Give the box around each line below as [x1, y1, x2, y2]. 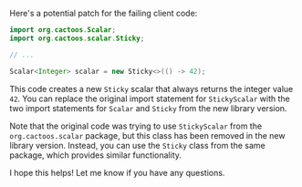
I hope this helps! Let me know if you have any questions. [9, 167, 225, 178]
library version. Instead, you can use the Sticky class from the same [9, 140, 266, 151]
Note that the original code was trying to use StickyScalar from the [9, 120, 263, 131]
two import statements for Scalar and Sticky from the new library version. [9, 102, 287, 113]
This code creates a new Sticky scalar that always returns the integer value [9, 83, 294, 94]
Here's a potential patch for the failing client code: [9, 8, 198, 18]
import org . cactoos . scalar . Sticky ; [9, 34, 145, 43]
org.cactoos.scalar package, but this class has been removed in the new [9, 130, 286, 140]
